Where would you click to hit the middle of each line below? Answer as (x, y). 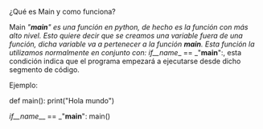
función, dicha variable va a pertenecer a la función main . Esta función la (132, 44)
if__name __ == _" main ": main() (60, 116)
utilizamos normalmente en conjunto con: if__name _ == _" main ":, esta (125, 52)
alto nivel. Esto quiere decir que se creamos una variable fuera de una (126, 36)
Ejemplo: (24, 85)
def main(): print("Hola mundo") (62, 101)
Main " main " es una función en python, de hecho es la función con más (129, 27)
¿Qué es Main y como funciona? (62, 12)
